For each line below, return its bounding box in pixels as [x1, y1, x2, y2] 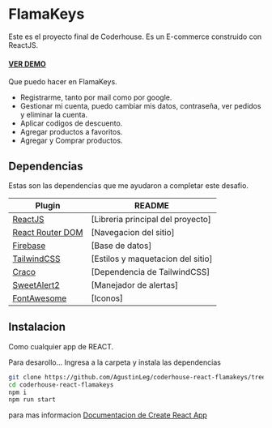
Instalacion [8, 320, 66, 334]
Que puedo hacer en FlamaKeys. [8, 77, 117, 87]
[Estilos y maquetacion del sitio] [91, 253, 213, 264]
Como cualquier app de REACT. [8, 341, 114, 351]
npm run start [8, 396, 57, 404]
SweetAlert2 [12, 279, 61, 290]
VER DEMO [8, 58, 46, 69]
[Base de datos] [91, 240, 152, 251]
